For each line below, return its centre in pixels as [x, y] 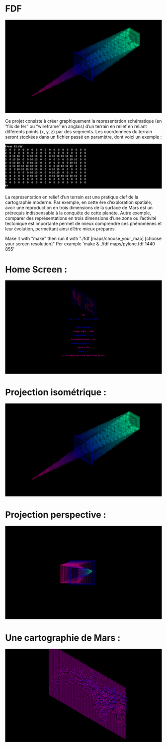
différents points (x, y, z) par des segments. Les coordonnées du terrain [79, 131]
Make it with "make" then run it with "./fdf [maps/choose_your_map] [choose [83, 239]
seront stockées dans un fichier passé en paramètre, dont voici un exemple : [83, 137]
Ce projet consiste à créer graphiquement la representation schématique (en [83, 121]
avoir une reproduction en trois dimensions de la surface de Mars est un [79, 208]
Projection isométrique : [56, 392]
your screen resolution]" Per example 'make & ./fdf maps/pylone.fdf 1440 [80, 244]
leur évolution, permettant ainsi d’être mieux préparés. [60, 229]
